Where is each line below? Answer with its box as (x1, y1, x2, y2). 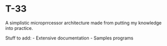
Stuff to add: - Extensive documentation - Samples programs (5, 35, 134, 41)
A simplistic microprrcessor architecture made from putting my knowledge (5, 20, 162, 26)
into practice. (5, 25, 33, 31)
